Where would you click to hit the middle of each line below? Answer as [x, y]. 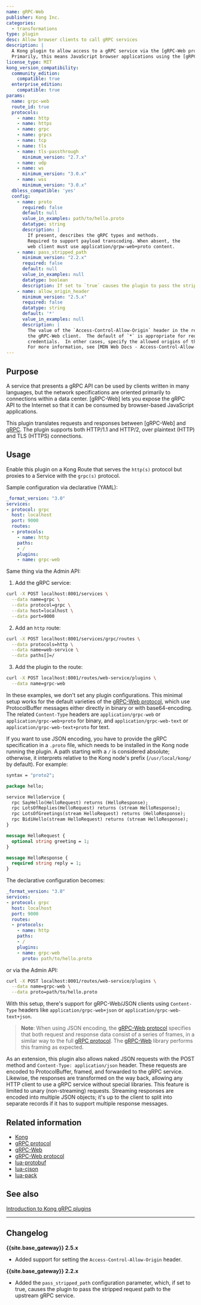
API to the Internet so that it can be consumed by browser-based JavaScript [100, 405]
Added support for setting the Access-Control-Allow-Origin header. [98, 1259]
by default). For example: [37, 764]
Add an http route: [38, 628]
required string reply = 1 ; [47, 863]
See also [22, 1194]
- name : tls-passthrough [48, 151]
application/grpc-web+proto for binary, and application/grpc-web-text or [97, 720]
